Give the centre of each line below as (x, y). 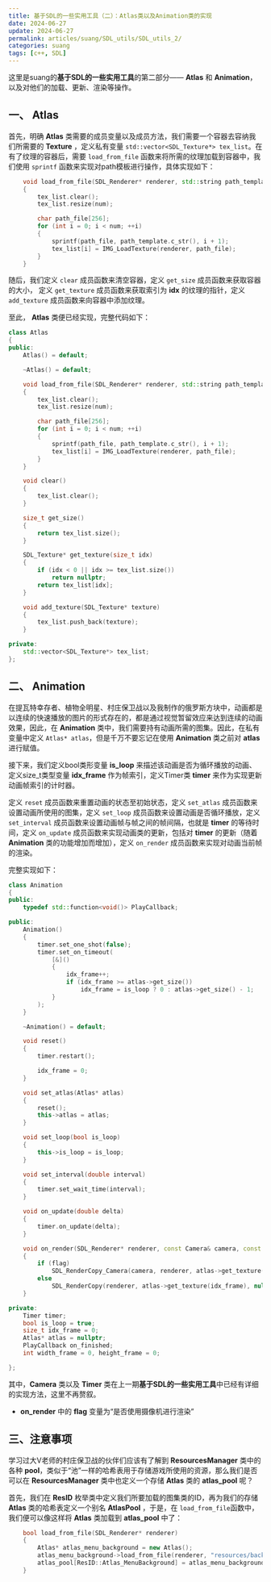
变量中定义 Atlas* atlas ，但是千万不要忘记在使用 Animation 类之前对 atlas (134, 737)
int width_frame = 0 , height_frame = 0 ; (92, 1353)
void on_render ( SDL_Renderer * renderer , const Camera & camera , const (142, 1248)
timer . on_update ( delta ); (79, 1226)
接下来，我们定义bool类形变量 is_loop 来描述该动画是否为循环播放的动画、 (132, 765)
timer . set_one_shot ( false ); (84, 945)
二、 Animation (47, 687)
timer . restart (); (66, 1056)
